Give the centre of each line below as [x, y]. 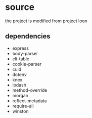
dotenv [20, 74]
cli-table [21, 59]
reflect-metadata [29, 101]
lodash [19, 85]
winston [20, 111]
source [20, 7]
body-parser [25, 53]
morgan [20, 95]
